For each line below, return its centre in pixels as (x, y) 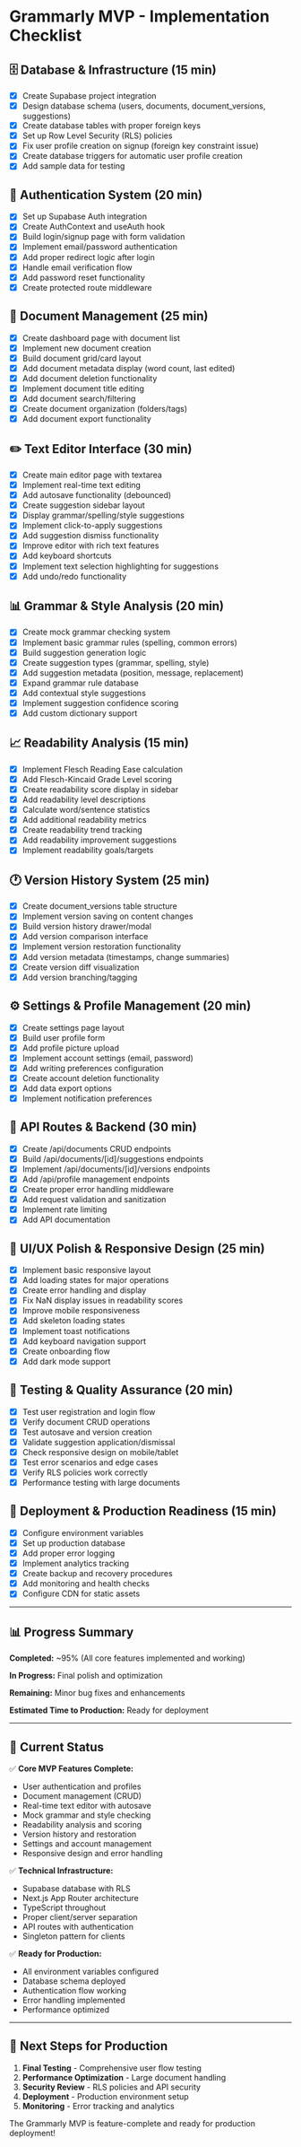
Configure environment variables (83, 1532)
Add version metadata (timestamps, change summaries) (126, 956)
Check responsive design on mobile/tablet (100, 1452)
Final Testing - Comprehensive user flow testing (112, 2068)
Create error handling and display (84, 1290)
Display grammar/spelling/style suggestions (103, 515)
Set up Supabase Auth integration (85, 216)
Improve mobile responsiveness (81, 1311)
